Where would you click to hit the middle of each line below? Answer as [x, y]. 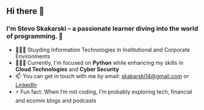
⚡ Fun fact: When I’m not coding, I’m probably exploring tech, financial [104, 92]
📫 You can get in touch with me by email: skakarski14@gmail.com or [102, 76]
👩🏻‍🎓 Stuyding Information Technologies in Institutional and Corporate [103, 50]
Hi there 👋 [25, 11]
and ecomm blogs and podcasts [56, 100]
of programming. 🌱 [35, 36]
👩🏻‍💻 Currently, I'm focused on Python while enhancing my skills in [99, 62]
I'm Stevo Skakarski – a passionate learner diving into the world [102, 29]
